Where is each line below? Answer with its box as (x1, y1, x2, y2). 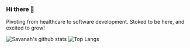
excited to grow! (6, 24, 45, 31)
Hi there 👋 (6, 5, 35, 13)
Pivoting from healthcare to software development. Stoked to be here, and (6, 19, 185, 25)
